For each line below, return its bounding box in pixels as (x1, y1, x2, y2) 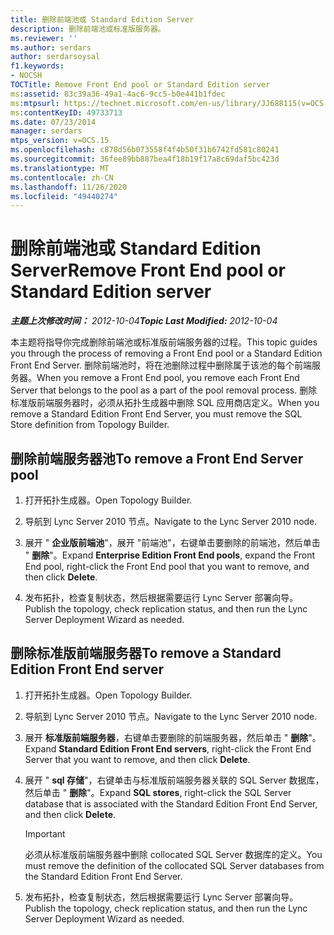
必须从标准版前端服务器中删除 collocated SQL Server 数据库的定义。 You (24, 848, 323, 860)
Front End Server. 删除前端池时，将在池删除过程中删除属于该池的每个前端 (10, 359, 313, 371)
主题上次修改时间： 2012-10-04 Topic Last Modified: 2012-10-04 (10, 315, 278, 327)
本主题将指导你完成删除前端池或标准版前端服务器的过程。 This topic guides (10, 336, 318, 348)
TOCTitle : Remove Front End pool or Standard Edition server (10, 80, 271, 90)
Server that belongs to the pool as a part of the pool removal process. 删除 (10, 384, 318, 396)
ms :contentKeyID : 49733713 (10, 107, 123, 118)
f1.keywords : (10, 61, 65, 71)
